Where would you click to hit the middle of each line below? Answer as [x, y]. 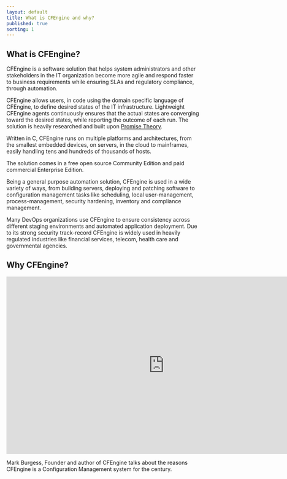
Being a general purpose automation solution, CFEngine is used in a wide [99, 182]
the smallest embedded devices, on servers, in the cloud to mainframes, [98, 145]
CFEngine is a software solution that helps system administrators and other [101, 69]
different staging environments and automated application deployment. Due [102, 226]
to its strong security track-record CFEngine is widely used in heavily [94, 233]
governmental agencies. [37, 246]
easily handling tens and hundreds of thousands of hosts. [79, 152]
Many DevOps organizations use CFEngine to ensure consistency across [98, 220]
